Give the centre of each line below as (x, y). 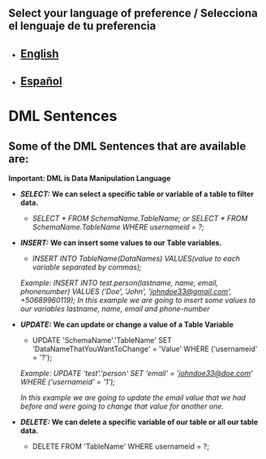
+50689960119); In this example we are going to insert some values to (138, 301)
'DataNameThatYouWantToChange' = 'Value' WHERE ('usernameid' (145, 349)
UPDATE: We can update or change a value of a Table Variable (127, 325)
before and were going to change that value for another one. (122, 406)
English (39, 53)
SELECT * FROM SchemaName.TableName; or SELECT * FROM (140, 219)
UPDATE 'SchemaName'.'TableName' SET (102, 340)
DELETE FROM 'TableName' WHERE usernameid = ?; (120, 447)
